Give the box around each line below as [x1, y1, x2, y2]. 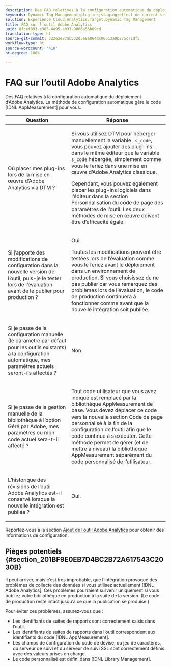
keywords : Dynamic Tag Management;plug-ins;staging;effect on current [5, 12, 158, 17]
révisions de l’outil [8, 483, 51, 490]
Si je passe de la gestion [8, 404, 66, 411]
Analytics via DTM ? [8, 184, 55, 191]
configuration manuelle [8, 331, 64, 338]
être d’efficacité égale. [71, 218, 125, 225]
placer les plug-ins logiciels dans [71, 187, 151, 194]
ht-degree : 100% [5, 50, 40, 55]
